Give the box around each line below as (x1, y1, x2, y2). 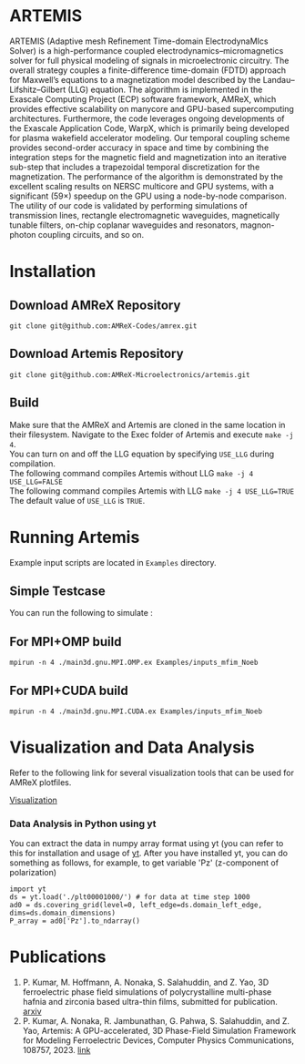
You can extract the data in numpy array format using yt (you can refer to (9, 838, 284, 849)
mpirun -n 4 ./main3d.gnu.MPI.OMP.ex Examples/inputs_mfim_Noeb (9, 658, 259, 668)
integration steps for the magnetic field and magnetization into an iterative (9, 151, 287, 162)
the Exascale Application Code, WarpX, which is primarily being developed (9, 122, 290, 133)
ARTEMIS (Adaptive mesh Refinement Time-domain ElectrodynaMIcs (9, 36, 269, 46)
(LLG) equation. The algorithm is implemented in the (67, 84, 263, 95)
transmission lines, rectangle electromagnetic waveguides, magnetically (9, 210, 280, 220)
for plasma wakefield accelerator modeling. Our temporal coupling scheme (9, 132, 290, 143)
